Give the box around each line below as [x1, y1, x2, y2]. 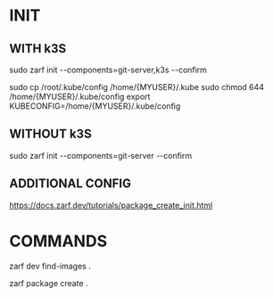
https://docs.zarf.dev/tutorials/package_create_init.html [9, 200, 213, 210]
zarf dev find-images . [9, 260, 91, 271]
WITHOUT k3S [9, 127, 92, 142]
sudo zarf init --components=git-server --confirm [9, 150, 193, 161]
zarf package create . [9, 277, 88, 288]
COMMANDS [9, 231, 108, 251]
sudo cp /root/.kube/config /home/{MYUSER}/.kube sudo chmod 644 [9, 82, 265, 92]
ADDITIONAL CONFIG [9, 176, 132, 192]
